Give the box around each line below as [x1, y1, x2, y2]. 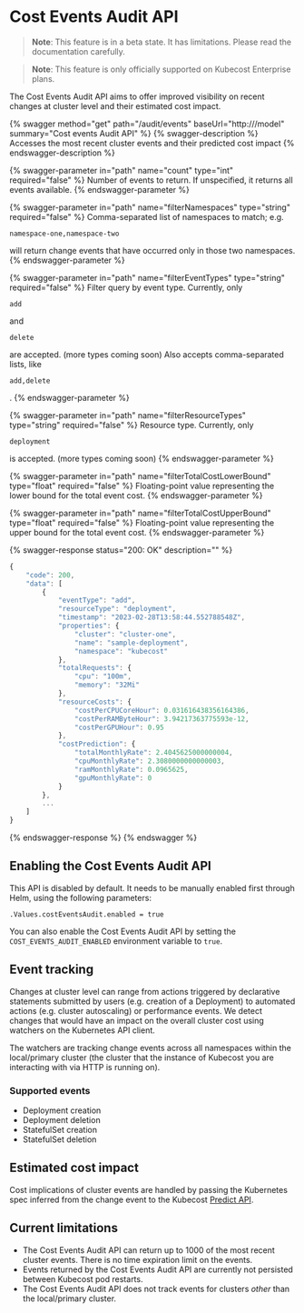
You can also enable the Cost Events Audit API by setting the [9, 926, 237, 937]
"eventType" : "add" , [57, 596, 136, 606]
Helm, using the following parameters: [9, 892, 152, 903]
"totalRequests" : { [57, 664, 132, 673]
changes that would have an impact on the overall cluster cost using [9, 1015, 265, 1026]
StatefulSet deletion [22, 1134, 97, 1145]
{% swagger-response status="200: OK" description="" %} [9, 544, 233, 556]
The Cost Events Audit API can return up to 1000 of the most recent [22, 1244, 275, 1256]
